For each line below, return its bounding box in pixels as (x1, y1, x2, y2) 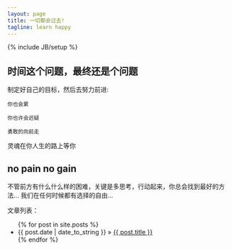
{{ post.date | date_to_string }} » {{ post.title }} (17, 228, 153, 236)
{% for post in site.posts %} (17, 220, 99, 229)
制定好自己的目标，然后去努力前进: (7, 86, 109, 94)
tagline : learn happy (7, 23, 72, 30)
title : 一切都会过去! (7, 17, 65, 24)
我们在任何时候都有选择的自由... (21, 191, 114, 199)
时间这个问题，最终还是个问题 (7, 65, 138, 77)
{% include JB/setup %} (7, 43, 78, 52)
